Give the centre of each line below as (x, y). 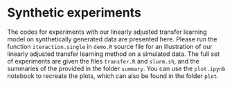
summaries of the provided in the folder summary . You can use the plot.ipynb (116, 68)
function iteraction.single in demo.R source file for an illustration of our (110, 46)
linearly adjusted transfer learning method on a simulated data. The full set (114, 54)
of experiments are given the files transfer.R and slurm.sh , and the (103, 61)
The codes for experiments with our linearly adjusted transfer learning (107, 32)
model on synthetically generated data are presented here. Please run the (112, 39)
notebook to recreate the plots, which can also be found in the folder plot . (113, 76)
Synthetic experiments (74, 13)
